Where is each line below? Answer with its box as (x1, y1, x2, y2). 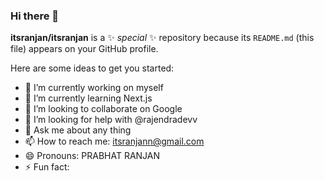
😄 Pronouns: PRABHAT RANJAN (24, 150, 161, 162)
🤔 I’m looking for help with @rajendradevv (24, 114, 198, 126)
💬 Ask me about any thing (24, 124, 132, 136)
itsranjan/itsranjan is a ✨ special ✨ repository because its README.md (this (10, 32, 315, 44)
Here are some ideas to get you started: (10, 62, 175, 74)
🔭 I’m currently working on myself (24, 82, 164, 94)
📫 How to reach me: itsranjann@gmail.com (24, 135, 205, 148)
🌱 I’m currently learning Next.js (24, 92, 153, 104)
